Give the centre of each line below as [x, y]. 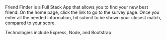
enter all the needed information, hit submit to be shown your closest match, [83, 18]
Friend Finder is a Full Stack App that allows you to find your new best [77, 7]
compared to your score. [31, 23]
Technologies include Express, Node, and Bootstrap [58, 32]
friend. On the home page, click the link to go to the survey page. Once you [82, 12]
